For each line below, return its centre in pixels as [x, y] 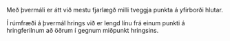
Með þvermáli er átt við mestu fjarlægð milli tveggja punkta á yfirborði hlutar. [115, 10]
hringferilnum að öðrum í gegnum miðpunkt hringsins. [83, 30]
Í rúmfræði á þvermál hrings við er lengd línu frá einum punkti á [96, 23]
